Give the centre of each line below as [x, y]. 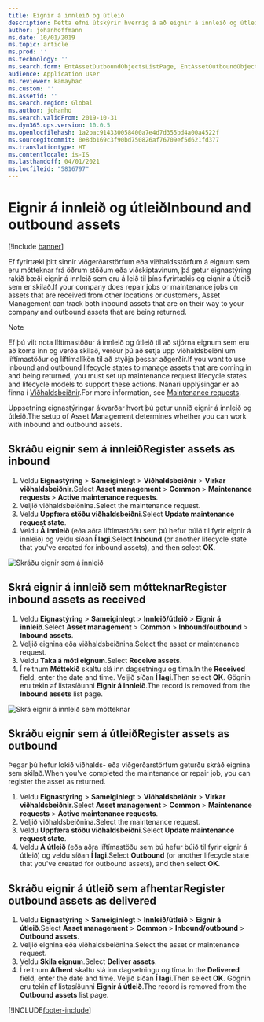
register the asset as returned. [57, 782]
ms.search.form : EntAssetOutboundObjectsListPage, [93, 67]
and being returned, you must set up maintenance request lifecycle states [128, 375]
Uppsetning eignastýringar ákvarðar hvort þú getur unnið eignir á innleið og [130, 408]
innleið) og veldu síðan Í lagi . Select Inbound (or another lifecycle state [133, 539]
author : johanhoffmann [45, 30]
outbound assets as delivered [82, 900]
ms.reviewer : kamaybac [45, 81]
